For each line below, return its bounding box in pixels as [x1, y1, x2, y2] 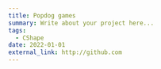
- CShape [15, 33, 44, 42]
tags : [8, 26, 26, 34]
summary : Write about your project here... [8, 19, 155, 27]
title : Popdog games [8, 11, 77, 20]
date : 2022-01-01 [8, 41, 66, 49]
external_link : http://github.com [8, 48, 123, 56]
